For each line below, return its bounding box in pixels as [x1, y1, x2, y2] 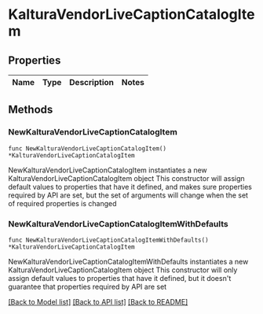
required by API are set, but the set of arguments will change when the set [8, 190, 249, 200]
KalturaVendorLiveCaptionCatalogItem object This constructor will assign [8, 173, 245, 183]
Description [69, 77, 114, 87]
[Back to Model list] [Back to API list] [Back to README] [8, 297, 188, 306]
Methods [8, 103, 53, 116]
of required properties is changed [8, 198, 117, 208]
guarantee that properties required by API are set [8, 282, 167, 291]
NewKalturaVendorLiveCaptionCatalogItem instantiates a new [8, 165, 208, 175]
